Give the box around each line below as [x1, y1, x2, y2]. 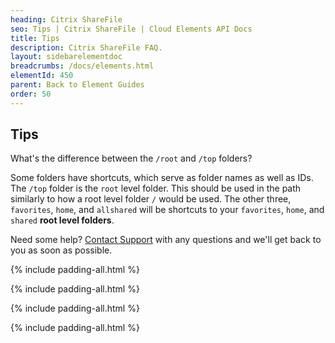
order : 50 [10, 89, 52, 99]
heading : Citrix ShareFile [10, 14, 123, 25]
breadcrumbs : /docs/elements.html [10, 61, 155, 71]
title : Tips [10, 33, 60, 43]
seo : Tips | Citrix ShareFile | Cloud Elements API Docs [10, 24, 253, 34]
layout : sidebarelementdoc [10, 52, 123, 62]
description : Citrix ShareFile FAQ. [10, 42, 163, 53]
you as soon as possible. [10, 244, 113, 256]
